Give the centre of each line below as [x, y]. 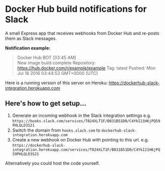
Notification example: [28, 48]
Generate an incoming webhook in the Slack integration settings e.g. [82, 115]
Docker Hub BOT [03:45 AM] [47, 57]
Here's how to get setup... [46, 104]
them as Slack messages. [31, 38]
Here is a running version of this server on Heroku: [56, 83]
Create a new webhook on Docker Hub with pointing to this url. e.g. [81, 139]
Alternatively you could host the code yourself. [52, 163]
